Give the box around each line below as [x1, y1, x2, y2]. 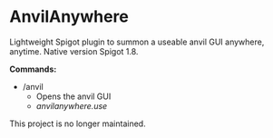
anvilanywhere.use [35, 100, 108, 111]
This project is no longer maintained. [9, 118, 147, 129]
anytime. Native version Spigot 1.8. [9, 45, 139, 56]
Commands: [9, 64, 57, 74]
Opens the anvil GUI [35, 91, 112, 102]
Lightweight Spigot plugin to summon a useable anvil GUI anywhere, [9, 36, 265, 47]
